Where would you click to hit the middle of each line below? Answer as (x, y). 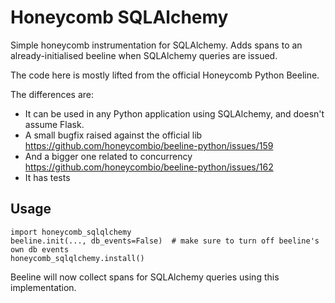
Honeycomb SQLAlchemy (119, 17)
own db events (40, 249)
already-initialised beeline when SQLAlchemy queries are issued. (144, 55)
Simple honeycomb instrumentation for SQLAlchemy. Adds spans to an (156, 45)
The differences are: (52, 94)
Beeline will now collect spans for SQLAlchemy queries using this (145, 277)
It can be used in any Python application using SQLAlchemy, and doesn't (174, 113)
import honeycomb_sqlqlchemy (71, 232)
